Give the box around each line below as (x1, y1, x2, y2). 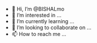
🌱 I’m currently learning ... (11, 18, 75, 24)
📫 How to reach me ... (11, 31, 66, 37)
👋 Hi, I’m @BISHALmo (11, 6, 65, 12)
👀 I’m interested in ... (11, 12, 62, 19)
